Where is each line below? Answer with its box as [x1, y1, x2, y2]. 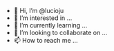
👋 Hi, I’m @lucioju [13, 7, 64, 14]
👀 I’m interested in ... [13, 14, 73, 22]
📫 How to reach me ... [13, 37, 78, 44]
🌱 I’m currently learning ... [13, 21, 88, 29]
